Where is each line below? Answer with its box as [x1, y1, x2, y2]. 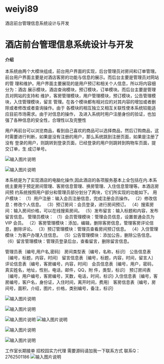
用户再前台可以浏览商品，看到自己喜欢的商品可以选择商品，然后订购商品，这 [5, 128, 159, 134]
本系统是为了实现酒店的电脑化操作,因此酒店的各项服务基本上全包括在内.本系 [5, 177, 158, 183]
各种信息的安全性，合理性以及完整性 [13, 117, 86, 123]
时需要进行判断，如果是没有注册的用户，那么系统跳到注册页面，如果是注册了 [5, 134, 159, 140]
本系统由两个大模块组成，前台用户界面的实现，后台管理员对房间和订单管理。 [5, 68, 159, 74]
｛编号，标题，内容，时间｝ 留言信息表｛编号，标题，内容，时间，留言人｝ [5, 255, 156, 261]
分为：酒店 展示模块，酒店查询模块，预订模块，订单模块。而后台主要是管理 [5, 87, 156, 92]
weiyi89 [5, 3, 39, 15]
